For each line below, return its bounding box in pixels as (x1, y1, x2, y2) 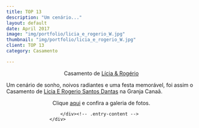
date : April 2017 (6, 25, 50, 32)
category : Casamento (6, 48, 58, 54)
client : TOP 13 (6, 43, 45, 49)
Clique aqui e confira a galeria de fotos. (52, 99, 151, 106)
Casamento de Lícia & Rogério (63, 70, 139, 77)
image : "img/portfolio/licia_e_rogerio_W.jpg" (6, 31, 125, 37)
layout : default (6, 20, 47, 26)
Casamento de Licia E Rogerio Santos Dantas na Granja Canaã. (6, 88, 163, 95)
